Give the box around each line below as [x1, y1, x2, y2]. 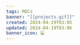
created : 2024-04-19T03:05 [6, 19, 72, 25]
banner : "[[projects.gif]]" [6, 14, 75, 20]
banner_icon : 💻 [6, 30, 45, 36]
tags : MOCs [6, 8, 33, 15]
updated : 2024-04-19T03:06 [6, 25, 72, 31]
